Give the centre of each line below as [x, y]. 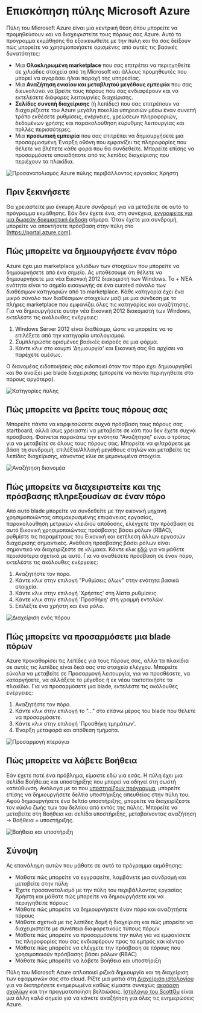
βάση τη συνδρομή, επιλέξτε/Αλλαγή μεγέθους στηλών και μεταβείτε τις [99, 450]
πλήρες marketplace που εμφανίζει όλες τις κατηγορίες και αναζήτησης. [98, 304]
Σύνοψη [22, 851]
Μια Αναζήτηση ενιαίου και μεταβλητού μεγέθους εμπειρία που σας [103, 84]
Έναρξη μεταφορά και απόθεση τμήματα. [67, 730]
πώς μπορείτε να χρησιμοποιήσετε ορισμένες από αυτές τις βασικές [92, 47]
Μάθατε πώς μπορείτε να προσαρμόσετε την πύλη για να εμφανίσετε [103, 935]
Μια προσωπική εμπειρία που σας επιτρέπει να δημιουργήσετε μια [99, 136]
